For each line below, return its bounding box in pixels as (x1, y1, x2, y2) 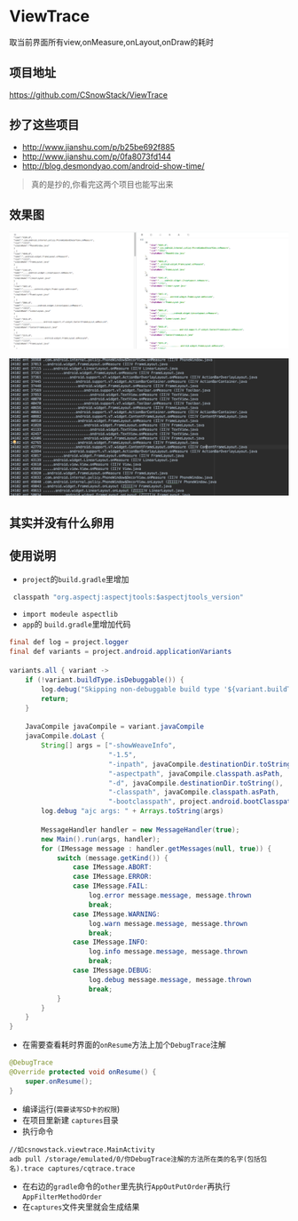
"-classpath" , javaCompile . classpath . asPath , (107, 788, 279, 797)
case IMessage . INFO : (72, 938, 149, 947)
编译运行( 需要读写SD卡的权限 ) (21, 1104, 121, 1114)
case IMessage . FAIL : (72, 882, 149, 890)
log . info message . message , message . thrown (88, 947, 248, 956)
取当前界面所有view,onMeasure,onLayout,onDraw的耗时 (9, 36, 215, 47)
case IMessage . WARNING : (72, 909, 161, 919)
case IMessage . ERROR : (72, 873, 153, 882)
